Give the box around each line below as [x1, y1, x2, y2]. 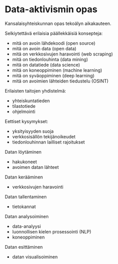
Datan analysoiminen [5, 213, 49, 219]
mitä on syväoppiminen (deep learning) [12, 72, 95, 78]
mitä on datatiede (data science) [12, 62, 80, 68]
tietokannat [12, 203, 36, 210]
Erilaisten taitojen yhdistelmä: [5, 87, 67, 94]
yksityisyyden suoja [12, 128, 54, 134]
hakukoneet [12, 159, 37, 165]
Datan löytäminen [5, 149, 42, 155]
